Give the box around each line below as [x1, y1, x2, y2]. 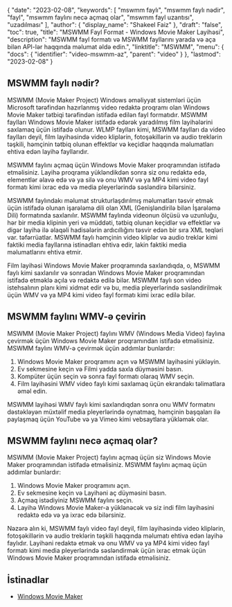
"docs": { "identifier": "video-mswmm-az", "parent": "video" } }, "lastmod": [7, 50, 221, 58]
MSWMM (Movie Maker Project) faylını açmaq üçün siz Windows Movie [7, 453, 211, 461]
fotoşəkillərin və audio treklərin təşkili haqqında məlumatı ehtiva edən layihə [7, 531, 223, 540]
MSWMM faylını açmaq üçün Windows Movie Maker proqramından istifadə [7, 161, 220, 169]
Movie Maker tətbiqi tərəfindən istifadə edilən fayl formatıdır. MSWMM [7, 110, 208, 118]
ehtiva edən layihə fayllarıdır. [7, 147, 89, 155]
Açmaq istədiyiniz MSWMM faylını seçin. [17, 496, 134, 504]
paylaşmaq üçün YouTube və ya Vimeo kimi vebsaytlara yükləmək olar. [7, 415, 209, 423]
